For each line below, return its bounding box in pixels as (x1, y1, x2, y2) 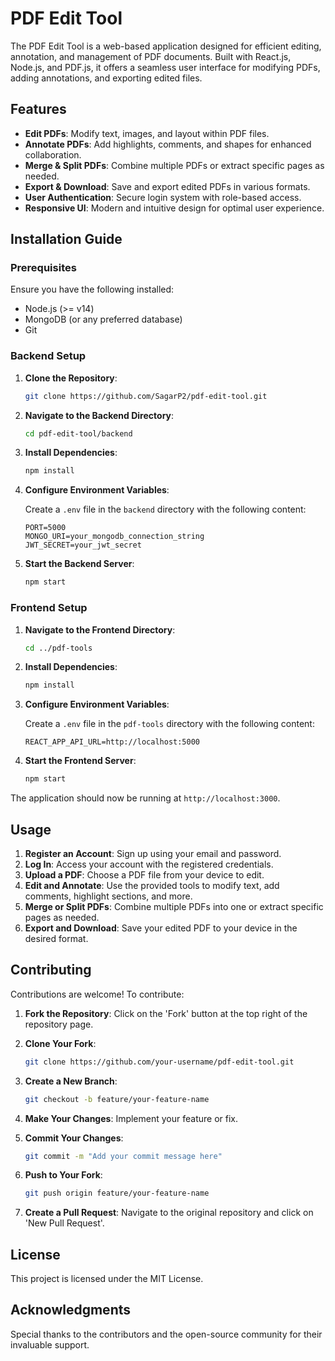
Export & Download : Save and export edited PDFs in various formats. (24, 180, 311, 192)
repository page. (24, 1018, 94, 1030)
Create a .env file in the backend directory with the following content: (24, 503, 307, 516)
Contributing (10, 962, 92, 979)
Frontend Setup (10, 601, 88, 615)
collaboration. (24, 148, 82, 161)
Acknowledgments (10, 1302, 132, 1319)
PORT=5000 (24, 523, 67, 533)
